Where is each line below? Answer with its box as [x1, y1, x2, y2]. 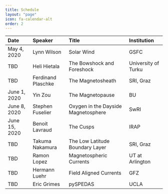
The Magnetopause [68, 92, 115, 99]
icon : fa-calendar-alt [5, 16, 52, 21]
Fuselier [32, 109, 51, 116]
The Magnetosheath [68, 77, 116, 84]
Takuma [32, 138, 51, 145]
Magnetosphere [68, 109, 106, 116]
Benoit [32, 120, 48, 127]
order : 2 [5, 21, 23, 26]
